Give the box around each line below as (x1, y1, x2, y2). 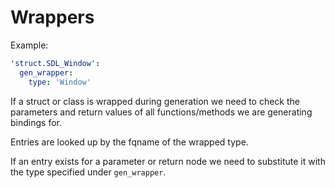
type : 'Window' (28, 77, 92, 87)
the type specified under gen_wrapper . (10, 166, 167, 178)
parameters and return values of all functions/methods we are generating (10, 106, 313, 118)
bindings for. (10, 116, 62, 128)
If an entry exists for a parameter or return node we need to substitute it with (10, 155, 326, 167)
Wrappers (10, 6, 95, 29)
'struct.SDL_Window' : (10, 58, 101, 68)
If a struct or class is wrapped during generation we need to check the (10, 95, 300, 107)
